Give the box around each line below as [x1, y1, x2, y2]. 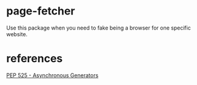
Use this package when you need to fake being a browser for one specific [6, 24, 191, 31]
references [6, 52, 63, 66]
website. [6, 30, 28, 37]
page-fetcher [6, 4, 75, 18]
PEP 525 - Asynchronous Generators [6, 71, 99, 79]
